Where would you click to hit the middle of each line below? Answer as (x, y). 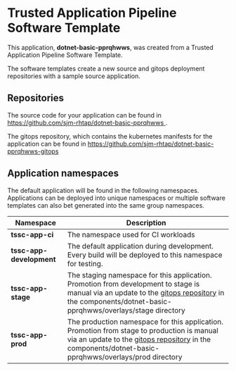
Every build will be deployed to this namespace (145, 255)
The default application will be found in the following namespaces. (103, 190)
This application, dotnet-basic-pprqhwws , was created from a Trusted (111, 47)
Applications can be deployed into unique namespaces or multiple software (117, 198)
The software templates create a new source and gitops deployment (106, 68)
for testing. (85, 263)
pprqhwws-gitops (33, 151)
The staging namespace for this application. (139, 275)
